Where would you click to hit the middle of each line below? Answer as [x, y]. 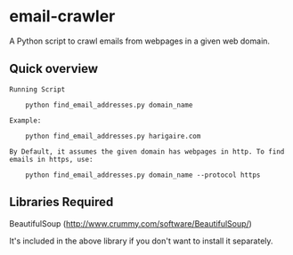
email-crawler [62, 16]
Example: [25, 120]
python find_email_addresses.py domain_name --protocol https [143, 175]
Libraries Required [61, 202]
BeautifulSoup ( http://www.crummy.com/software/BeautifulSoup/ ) [130, 223]
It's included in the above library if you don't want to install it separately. [141, 241]
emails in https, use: [51, 159]
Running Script [37, 89]
